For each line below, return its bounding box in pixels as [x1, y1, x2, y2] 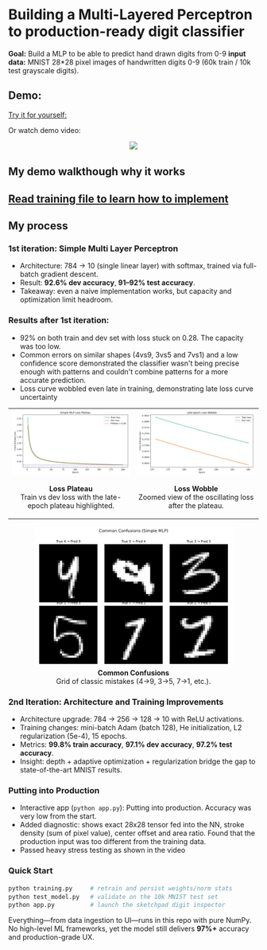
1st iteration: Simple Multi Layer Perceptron [8, 243, 179, 254]
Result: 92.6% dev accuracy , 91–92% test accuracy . [19, 278, 195, 287]
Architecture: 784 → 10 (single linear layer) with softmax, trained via [19, 261, 242, 271]
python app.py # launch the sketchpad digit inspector [8, 901, 226, 909]
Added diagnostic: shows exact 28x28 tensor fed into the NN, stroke [19, 820, 245, 830]
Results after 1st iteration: [8, 315, 110, 326]
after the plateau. [168, 501, 224, 510]
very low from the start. [19, 811, 97, 821]
